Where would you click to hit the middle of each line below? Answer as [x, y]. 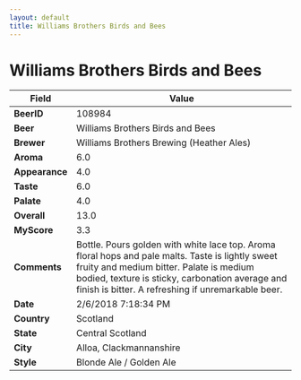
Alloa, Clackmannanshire [128, 348]
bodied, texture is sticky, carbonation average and [181, 279]
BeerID [29, 114]
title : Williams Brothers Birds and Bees [88, 26]
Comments [38, 267]
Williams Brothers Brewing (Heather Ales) [163, 142]
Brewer [30, 142]
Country [32, 319]
